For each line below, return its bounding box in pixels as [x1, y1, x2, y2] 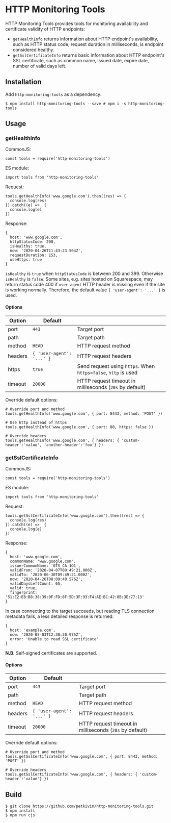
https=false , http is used [77, 369, 138, 376]
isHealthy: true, [10, 244, 47, 249]
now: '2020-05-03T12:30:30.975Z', [10, 632, 83, 637]
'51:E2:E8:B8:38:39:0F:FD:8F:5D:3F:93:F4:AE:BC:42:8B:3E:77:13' [5, 594, 145, 600]
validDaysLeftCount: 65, [10, 581, 63, 586]
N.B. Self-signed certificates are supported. [5, 650, 98, 656]
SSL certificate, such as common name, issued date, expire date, [12, 57, 149, 63]
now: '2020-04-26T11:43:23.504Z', [10, 248, 83, 254]
